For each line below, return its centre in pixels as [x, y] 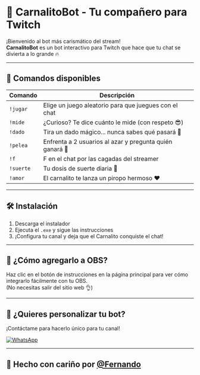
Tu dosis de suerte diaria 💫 [80, 168]
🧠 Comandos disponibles [54, 79]
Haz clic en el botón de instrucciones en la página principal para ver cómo [97, 275]
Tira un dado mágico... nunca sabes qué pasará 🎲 [112, 132]
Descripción [117, 95]
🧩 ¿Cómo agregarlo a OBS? [57, 260]
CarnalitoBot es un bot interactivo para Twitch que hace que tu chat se [93, 48]
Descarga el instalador [42, 223]
